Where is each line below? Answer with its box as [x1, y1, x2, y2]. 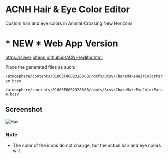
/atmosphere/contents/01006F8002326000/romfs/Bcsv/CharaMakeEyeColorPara [5, 87, 163, 92]
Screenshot [5, 105, 43, 114]
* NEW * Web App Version [5, 38, 118, 49]
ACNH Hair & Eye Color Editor [5, 4, 130, 15]
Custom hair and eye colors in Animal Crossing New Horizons [5, 20, 133, 26]
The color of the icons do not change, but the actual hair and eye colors [12, 142, 161, 148]
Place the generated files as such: [5, 64, 76, 70]
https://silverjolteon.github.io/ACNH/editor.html [5, 54, 103, 60]
